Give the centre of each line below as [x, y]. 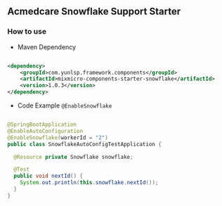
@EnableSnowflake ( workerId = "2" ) [58, 137]
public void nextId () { [48, 176]
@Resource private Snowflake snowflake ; [73, 157]
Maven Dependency [46, 47]
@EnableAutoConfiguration [45, 131]
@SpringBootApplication [42, 125]
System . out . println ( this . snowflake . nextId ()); [89, 183]
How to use [27, 32]
